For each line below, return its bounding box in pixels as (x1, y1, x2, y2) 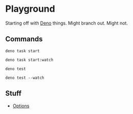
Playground (5, 3, 55, 15)
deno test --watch (5, 75, 44, 80)
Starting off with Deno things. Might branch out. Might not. (5, 20, 128, 26)
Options (12, 103, 30, 109)
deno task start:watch (5, 57, 54, 62)
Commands (5, 35, 43, 43)
